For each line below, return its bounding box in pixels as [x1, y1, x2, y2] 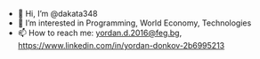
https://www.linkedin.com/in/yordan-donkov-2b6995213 [17, 41, 225, 50]
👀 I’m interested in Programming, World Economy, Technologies [17, 18, 252, 28]
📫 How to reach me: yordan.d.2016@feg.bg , [17, 27, 183, 38]
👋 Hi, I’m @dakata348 [17, 9, 98, 18]
